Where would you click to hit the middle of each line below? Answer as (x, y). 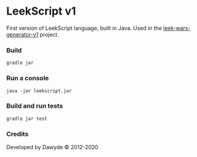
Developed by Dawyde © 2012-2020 (52, 147)
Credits (17, 134)
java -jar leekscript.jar (39, 91)
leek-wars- (177, 28)
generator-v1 (22, 34)
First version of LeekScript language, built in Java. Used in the (84, 28)
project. (49, 34)
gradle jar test (27, 119)
